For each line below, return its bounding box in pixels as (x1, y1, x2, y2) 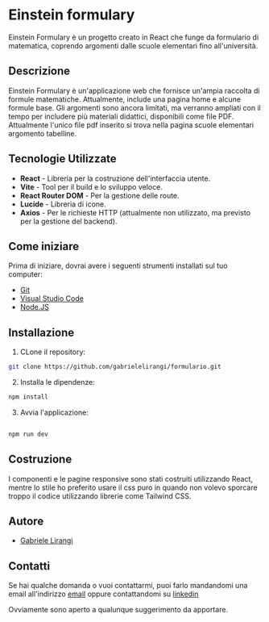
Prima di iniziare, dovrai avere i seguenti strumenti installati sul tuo (8, 261, 228, 271)
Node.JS (19, 303, 50, 312)
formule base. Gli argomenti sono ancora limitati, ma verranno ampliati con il (8, 102, 262, 112)
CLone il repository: (19, 347, 86, 357)
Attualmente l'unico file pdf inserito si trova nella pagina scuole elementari (8, 119, 255, 130)
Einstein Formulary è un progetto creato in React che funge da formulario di (8, 32, 259, 42)
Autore (8, 515, 44, 528)
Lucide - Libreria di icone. (19, 199, 106, 209)
